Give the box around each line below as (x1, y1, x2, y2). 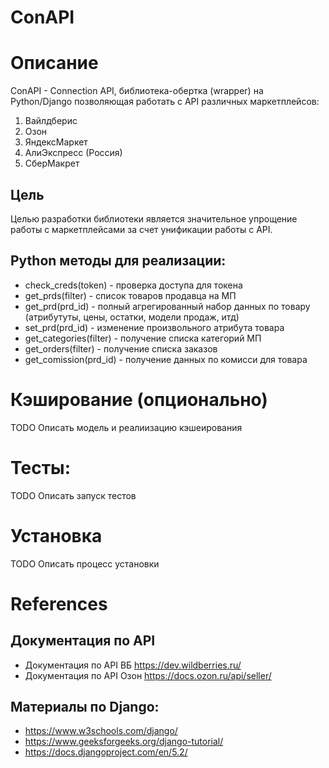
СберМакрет (24, 157, 80, 170)
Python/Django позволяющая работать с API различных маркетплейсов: (10, 96, 320, 108)
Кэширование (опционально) (10, 388, 268, 411)
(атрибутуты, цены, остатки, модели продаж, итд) (24, 311, 240, 323)
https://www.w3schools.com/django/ (24, 725, 178, 737)
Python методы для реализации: (10, 252, 227, 270)
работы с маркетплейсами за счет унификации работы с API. (10, 223, 273, 235)
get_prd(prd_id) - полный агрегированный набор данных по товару (24, 300, 311, 312)
